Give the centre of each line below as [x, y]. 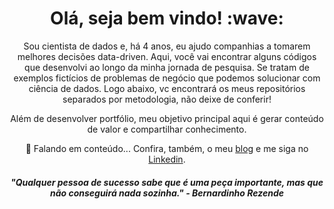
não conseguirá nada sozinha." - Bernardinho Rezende [167, 193]
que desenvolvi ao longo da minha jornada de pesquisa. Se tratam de [167, 67]
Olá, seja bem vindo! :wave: [167, 18]
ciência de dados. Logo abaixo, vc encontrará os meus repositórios [167, 88]
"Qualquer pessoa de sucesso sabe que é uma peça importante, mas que [167, 182]
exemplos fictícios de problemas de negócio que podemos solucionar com [167, 78]
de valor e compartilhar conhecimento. [167, 129]
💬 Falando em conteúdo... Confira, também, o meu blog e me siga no [167, 148]
